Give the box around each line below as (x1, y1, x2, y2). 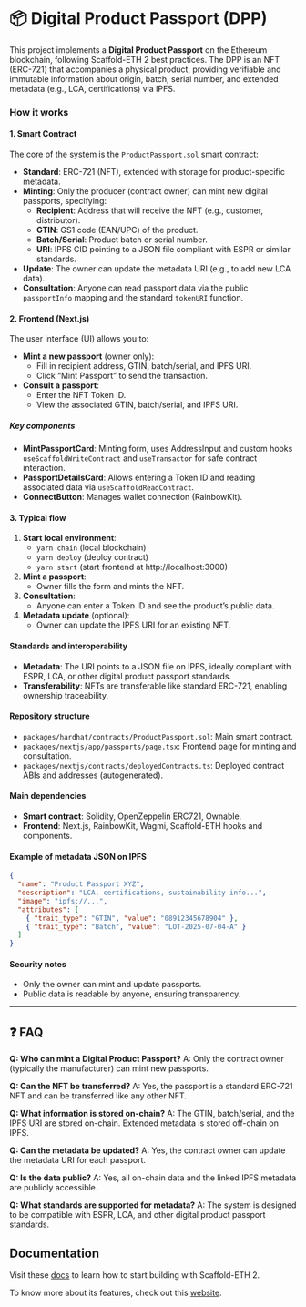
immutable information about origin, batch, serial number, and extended (9, 73, 280, 84)
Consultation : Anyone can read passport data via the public (22, 282, 249, 293)
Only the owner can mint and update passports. (22, 979, 202, 990)
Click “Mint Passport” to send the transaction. (36, 371, 208, 382)
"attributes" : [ (17, 904, 79, 914)
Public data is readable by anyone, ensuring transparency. (22, 988, 241, 999)
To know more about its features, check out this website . (9, 1287, 222, 1298)
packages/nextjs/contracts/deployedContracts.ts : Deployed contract (22, 760, 285, 771)
